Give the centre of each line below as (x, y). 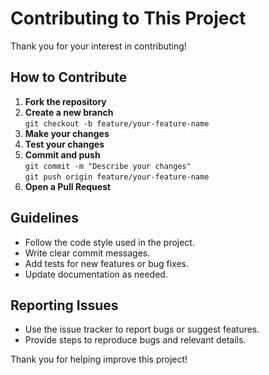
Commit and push (62, 154)
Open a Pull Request (68, 186)
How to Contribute (69, 77)
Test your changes (64, 144)
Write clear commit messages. (87, 253)
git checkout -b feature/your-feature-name (117, 123)
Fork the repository (65, 101)
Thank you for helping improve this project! (99, 359)
